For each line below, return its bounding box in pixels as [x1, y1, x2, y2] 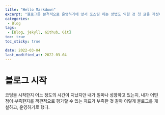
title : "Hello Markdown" [5, 7, 56, 12]
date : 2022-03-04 [5, 47, 41, 53]
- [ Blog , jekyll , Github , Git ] [7, 30, 71, 35]
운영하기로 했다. [19, 104, 50, 110]
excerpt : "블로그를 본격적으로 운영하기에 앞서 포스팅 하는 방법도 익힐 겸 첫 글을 [5, 12, 150, 17]
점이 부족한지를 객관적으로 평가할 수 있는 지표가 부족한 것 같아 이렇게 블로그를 [5, 98, 153, 104]
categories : [5, 16, 29, 21]
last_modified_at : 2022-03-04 [5, 52, 67, 57]
